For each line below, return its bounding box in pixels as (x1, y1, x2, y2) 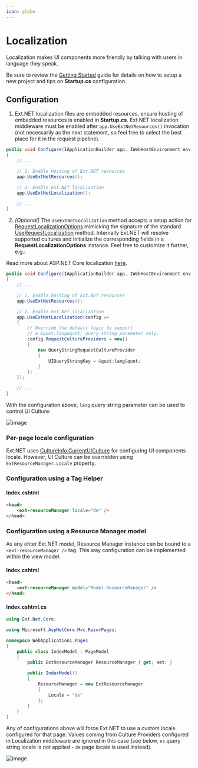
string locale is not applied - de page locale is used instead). (6, 744, 152, 751)
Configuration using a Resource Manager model (6, 527, 146, 535)
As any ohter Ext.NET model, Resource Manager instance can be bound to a (6, 540, 192, 547)
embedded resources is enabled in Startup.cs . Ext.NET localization (14, 116, 179, 124)
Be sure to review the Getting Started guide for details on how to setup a (6, 71, 181, 78)
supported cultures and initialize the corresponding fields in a (14, 235, 164, 242)
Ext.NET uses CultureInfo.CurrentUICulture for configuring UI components (6, 447, 186, 454)
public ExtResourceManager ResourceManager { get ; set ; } (27, 659, 173, 665)
